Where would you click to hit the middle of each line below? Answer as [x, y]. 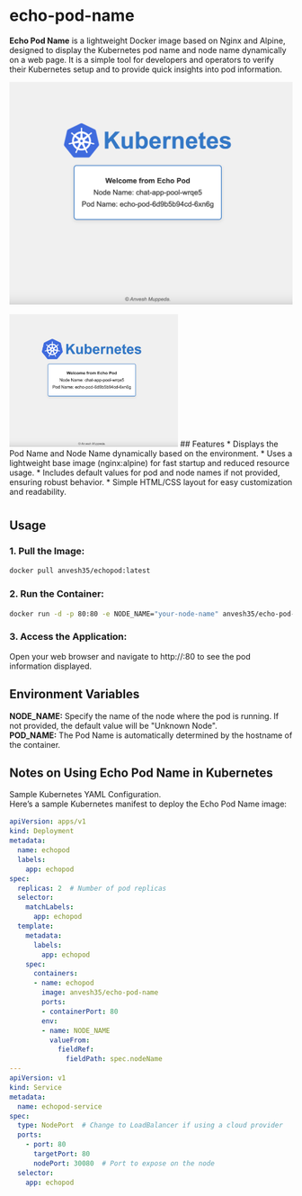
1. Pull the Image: [47, 552]
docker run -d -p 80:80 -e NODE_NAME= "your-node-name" [114, 614]
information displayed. [51, 666]
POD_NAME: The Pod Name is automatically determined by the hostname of [151, 735]
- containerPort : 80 [80, 1012]
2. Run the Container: [57, 594]
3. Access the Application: [68, 637]
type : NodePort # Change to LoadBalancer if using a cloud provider [150, 1126]
